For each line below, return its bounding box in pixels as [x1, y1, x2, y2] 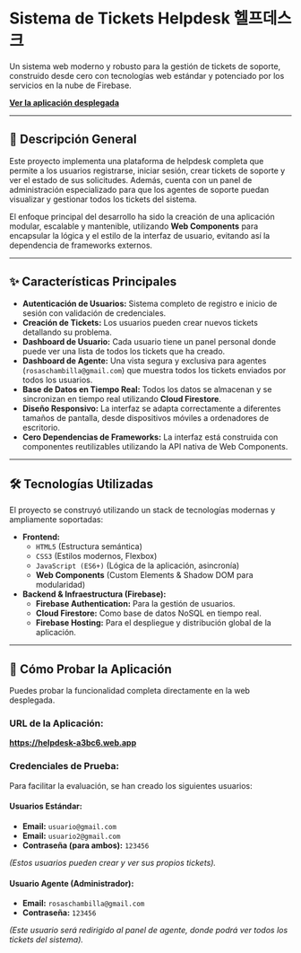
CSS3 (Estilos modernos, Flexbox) [35, 551, 158, 562]
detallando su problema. [21, 327, 112, 337]
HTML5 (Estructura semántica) [35, 541, 143, 552]
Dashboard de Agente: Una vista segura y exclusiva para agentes [21, 355, 267, 366]
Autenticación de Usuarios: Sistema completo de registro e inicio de [21, 298, 278, 309]
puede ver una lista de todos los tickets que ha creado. [21, 345, 226, 356]
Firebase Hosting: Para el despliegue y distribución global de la [35, 617, 271, 628]
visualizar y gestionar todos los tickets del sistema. [9, 194, 197, 205]
